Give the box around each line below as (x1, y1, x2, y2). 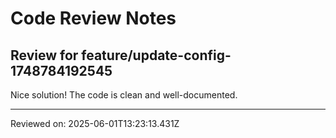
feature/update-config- (81, 47, 232, 64)
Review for (10, 47, 79, 64)
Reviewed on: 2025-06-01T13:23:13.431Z (10, 118, 180, 129)
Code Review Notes (10, 7, 177, 30)
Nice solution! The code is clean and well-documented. (10, 89, 238, 101)
